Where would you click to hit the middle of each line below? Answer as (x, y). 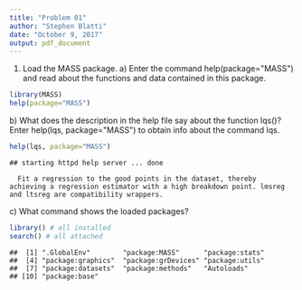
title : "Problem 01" (48, 18)
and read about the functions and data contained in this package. (144, 79)
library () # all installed (60, 228)
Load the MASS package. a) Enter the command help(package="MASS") (158, 69)
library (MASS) (36, 95)
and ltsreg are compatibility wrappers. (87, 194)
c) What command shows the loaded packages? (99, 211)
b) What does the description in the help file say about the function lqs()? (146, 120)
